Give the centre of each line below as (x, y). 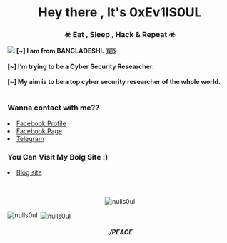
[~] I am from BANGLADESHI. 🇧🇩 (66, 51)
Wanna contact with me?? (54, 108)
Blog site (29, 172)
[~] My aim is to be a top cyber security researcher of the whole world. (114, 82)
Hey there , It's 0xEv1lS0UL (120, 12)
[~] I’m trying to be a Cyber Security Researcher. (81, 67)
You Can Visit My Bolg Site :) (58, 157)
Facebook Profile (41, 123)
